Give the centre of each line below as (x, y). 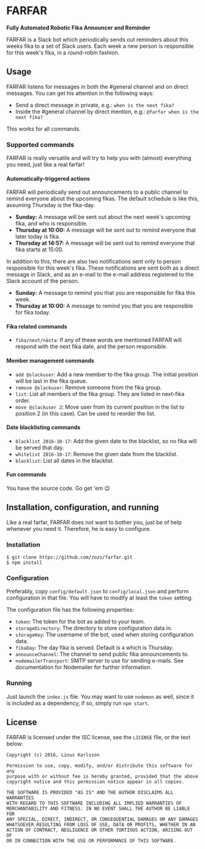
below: (15, 744)
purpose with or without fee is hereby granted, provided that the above (102, 776)
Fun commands (27, 474)
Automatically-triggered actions (48, 178)
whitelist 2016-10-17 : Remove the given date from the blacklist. (96, 454)
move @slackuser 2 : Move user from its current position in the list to (100, 407)
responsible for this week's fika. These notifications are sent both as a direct (103, 268)
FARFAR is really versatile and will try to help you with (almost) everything (99, 158)
